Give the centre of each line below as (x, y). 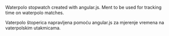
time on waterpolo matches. (35, 13)
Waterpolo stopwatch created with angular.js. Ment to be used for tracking (83, 7)
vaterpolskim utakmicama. (33, 28)
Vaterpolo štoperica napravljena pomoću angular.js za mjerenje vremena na (85, 23)
